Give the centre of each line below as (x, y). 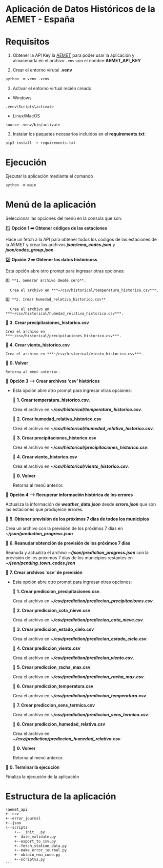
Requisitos (28, 42)
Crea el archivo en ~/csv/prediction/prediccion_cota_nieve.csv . (78, 619)
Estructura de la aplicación (61, 796)
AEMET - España (40, 19)
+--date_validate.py (35, 837)
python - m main (21, 185)
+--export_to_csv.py (35, 841)
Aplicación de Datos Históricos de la (81, 9)
